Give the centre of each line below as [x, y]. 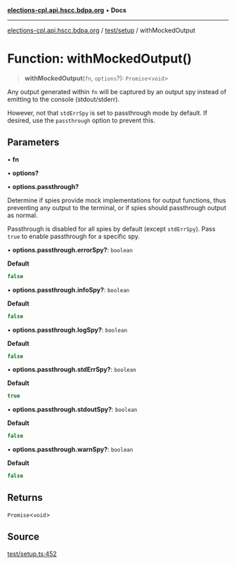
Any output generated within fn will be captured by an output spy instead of [117, 91]
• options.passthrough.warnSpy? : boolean [70, 450]
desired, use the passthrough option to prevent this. [81, 120]
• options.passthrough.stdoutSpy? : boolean [72, 410]
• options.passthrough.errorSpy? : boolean [70, 249]
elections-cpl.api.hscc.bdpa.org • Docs [67, 10]
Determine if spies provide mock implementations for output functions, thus [117, 200]
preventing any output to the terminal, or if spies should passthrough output [117, 207]
